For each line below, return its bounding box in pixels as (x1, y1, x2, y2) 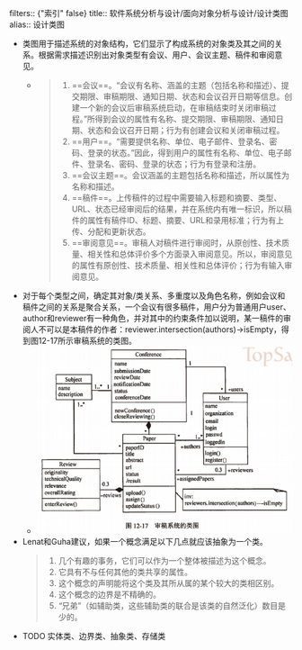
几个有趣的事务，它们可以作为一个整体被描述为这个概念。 (58, 555, 271, 566)
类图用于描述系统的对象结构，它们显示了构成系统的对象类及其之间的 (22, 39, 275, 49)
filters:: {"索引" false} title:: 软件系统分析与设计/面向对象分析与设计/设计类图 (9, 8, 289, 18)
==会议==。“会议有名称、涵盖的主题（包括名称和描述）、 (71, 80, 281, 90)
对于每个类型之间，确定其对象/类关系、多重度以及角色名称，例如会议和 (22, 291, 286, 301)
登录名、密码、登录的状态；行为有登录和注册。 (87, 158, 262, 169)
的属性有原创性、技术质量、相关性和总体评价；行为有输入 (71, 260, 285, 270)
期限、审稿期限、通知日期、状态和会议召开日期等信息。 (79, 91, 285, 102)
